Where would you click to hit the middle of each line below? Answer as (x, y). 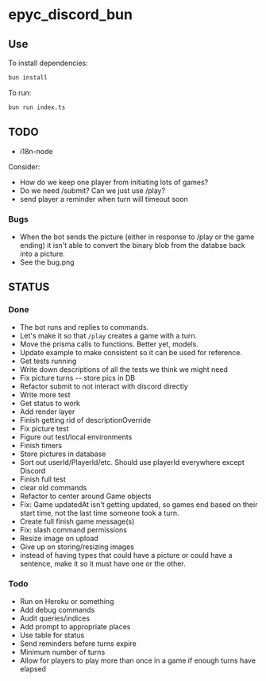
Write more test (45, 394)
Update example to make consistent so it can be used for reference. (131, 352)
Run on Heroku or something (67, 601)
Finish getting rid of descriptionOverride (85, 420)
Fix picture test (44, 428)
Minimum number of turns (62, 652)
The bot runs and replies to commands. (84, 327)
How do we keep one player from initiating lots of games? (114, 182)
